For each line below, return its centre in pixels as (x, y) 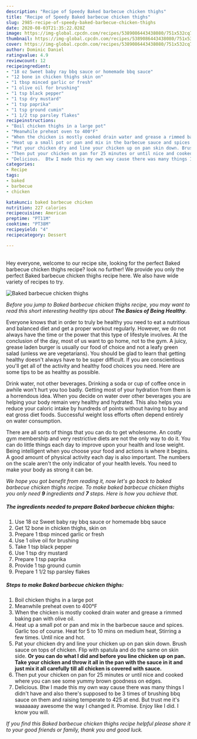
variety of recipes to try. (35, 282)
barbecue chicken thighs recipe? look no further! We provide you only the (95, 269)
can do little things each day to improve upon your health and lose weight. (96, 444)
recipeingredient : (28, 66)
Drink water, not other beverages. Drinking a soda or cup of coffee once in (96, 383)
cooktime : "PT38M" (28, 224)
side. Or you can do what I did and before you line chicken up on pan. (100, 656)
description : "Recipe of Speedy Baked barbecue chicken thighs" (86, 11)
